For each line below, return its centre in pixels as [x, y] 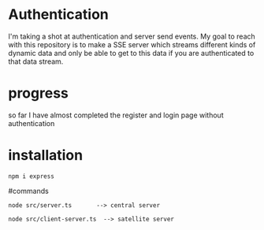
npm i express [32, 176]
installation [46, 156]
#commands [28, 191]
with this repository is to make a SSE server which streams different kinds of [132, 44]
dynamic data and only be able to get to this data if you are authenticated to [131, 53]
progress [38, 93]
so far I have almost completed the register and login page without [116, 115]
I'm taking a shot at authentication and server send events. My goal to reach [132, 36]
